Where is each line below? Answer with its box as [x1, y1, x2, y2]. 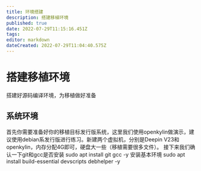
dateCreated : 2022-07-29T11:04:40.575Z [6, 43, 107, 49]
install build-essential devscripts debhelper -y [6, 158, 121, 165]
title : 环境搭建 [6, 8, 43, 15]
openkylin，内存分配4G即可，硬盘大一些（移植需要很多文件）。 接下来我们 [6, 143, 190, 150]
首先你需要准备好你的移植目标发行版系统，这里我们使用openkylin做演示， [6, 128, 190, 135]
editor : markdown [6, 37, 50, 43]
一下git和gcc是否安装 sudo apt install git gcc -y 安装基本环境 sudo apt [11, 150, 185, 158]
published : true [6, 20, 47, 26]
